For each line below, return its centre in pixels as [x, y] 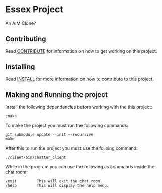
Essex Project [34, 9]
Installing [20, 67]
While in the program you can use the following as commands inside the [80, 167]
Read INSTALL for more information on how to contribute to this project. [80, 79]
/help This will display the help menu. [57, 186]
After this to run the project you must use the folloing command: [71, 148]
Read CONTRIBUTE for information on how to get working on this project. [81, 51]
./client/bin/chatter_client [36, 158]
